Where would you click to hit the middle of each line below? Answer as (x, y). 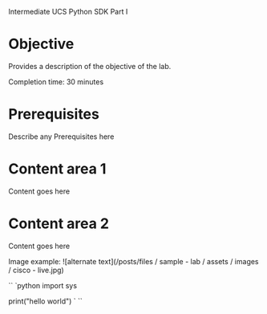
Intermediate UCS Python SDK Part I (68, 12)
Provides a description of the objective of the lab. (90, 66)
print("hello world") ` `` (45, 301)
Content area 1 (57, 169)
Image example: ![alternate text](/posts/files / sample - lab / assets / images (133, 261)
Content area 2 (59, 223)
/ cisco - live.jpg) (36, 270)
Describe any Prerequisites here (61, 137)
